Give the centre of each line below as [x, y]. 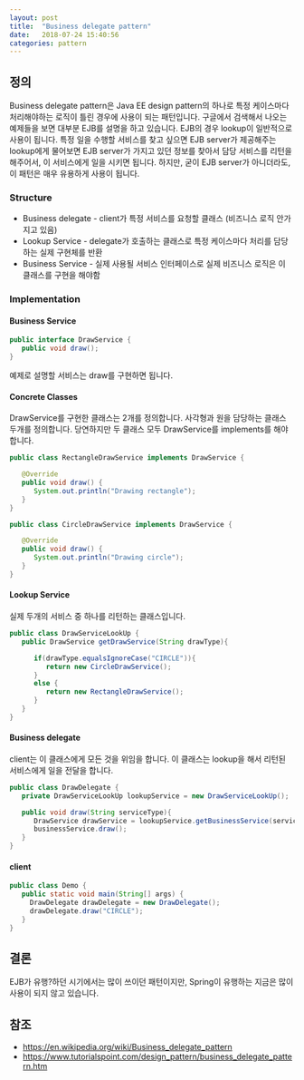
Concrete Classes [44, 396]
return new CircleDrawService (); [109, 666]
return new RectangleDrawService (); [114, 692]
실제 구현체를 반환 [71, 253]
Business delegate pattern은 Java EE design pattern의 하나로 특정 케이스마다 [149, 106]
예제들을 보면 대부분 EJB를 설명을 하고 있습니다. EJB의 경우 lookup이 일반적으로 [151, 129]
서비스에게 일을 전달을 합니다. [62, 770]
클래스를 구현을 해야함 [62, 275]
